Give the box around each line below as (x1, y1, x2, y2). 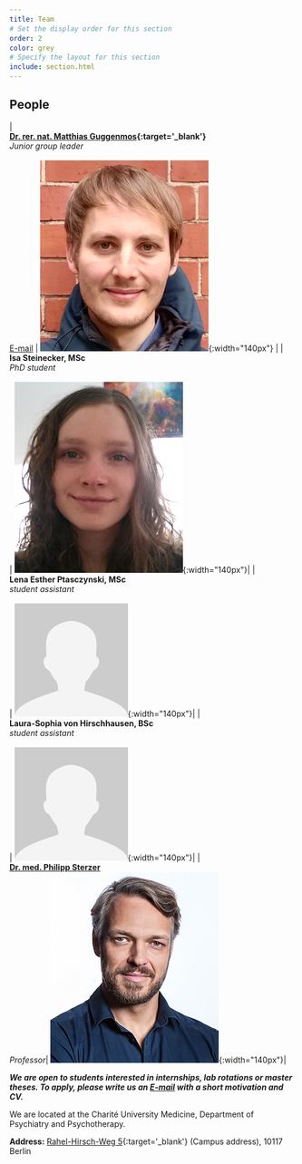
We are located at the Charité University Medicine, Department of (9, 1109, 254, 1120)
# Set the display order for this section (9, 24, 172, 34)
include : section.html (9, 63, 95, 72)
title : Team (9, 15, 54, 24)
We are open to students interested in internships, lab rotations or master (9, 1072, 293, 1082)
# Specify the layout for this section (9, 53, 161, 63)
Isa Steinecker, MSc (9, 352, 86, 363)
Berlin (9, 1145, 32, 1156)
